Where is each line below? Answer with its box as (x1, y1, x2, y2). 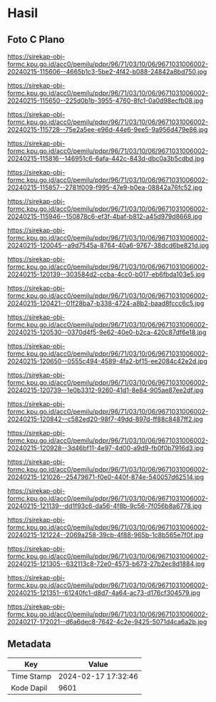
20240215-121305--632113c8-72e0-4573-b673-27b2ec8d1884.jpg (7, 559, 205, 568)
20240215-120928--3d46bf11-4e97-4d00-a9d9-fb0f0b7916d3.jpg (7, 444, 205, 452)
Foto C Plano (7, 33, 65, 46)
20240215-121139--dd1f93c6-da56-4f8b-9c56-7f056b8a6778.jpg (7, 502, 202, 510)
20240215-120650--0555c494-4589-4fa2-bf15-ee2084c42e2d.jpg (7, 357, 208, 365)
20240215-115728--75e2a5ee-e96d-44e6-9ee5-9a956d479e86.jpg (7, 125, 208, 133)
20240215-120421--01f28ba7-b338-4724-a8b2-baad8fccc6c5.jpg (7, 299, 205, 307)
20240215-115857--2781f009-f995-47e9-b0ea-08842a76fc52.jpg (7, 183, 203, 192)
